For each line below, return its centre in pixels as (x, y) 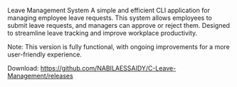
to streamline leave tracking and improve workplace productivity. (102, 33)
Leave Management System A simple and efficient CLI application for (109, 10)
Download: (23, 68)
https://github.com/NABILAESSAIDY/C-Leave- (108, 68)
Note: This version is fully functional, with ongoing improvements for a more (118, 47)
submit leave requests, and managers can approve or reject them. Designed (118, 25)
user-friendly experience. (44, 54)
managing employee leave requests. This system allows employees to (110, 18)
